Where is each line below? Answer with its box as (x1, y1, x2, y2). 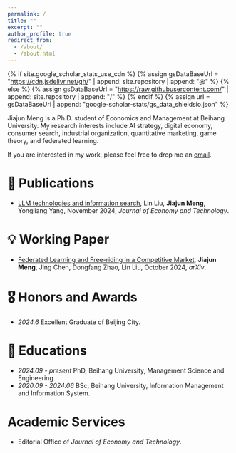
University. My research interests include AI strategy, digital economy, (7, 121, 213, 130)
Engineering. (17, 373, 56, 382)
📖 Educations (7, 343, 88, 358)
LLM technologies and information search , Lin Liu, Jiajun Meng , (17, 199, 206, 207)
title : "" (7, 17, 37, 24)
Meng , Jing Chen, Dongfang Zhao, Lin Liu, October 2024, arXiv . (17, 263, 207, 271)
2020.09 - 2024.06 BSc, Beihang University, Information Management (17, 381, 224, 390)
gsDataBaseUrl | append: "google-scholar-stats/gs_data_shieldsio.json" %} (7, 100, 230, 108)
